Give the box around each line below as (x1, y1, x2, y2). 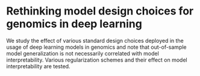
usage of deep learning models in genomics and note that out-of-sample (6, 43, 187, 51)
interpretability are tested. (6, 62, 70, 70)
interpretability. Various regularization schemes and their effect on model (6, 56, 188, 63)
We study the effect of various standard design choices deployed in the (6, 37, 184, 44)
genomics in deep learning (6, 17, 143, 31)
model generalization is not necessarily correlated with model (6, 49, 160, 57)
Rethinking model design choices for (6, 4, 194, 18)
